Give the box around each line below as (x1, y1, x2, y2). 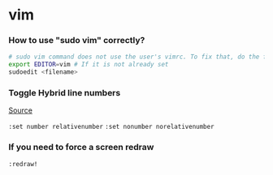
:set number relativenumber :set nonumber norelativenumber (8, 123, 214, 131)
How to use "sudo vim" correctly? (8, 35, 145, 46)
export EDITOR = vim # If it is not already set (8, 61, 169, 69)
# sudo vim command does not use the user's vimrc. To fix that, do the (8, 53, 260, 62)
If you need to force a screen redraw (8, 142, 154, 153)
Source (8, 105, 32, 115)
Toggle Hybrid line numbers (8, 87, 121, 99)
